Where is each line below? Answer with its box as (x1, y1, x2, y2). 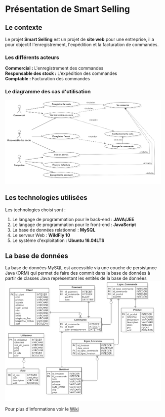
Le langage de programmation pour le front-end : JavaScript (12, 222, 136, 228)
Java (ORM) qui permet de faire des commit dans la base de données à (5, 270, 150, 276)
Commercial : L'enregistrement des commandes (5, 65, 104, 71)
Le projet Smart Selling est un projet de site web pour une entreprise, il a (5, 36, 155, 42)
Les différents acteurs (5, 54, 59, 60)
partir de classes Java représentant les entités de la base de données (5, 275, 147, 281)
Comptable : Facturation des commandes (5, 76, 90, 82)
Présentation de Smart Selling (5, 3, 130, 15)
